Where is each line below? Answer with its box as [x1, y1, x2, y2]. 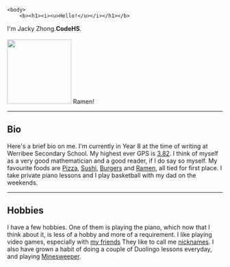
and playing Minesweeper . [7, 252, 81, 260]
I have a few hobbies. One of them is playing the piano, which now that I [7, 223, 210, 231]
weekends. [7, 178, 38, 187]
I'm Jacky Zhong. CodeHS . [7, 25, 82, 32]
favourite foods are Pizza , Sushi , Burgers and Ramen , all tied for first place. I [7, 163, 222, 172]
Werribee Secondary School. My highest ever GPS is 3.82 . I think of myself [7, 149, 218, 157]
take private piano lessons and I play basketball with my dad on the [7, 171, 196, 179]
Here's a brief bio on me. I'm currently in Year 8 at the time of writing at [7, 141, 208, 150]
